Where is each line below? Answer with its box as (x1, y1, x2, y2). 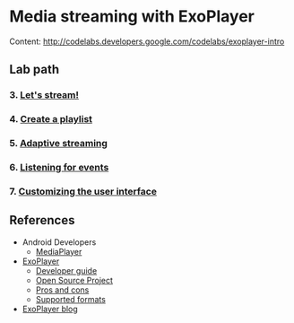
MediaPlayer (35, 246, 82, 257)
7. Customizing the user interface (9, 185, 157, 197)
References (9, 213, 75, 228)
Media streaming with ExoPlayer (9, 6, 255, 27)
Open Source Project (35, 275, 114, 285)
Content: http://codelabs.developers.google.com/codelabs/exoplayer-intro (9, 36, 285, 47)
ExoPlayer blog (22, 303, 78, 314)
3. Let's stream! (9, 89, 79, 101)
